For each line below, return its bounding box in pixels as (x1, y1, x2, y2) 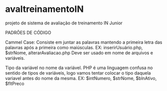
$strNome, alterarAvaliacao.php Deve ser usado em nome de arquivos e (5, 50, 154, 56)
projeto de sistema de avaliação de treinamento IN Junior (5, 20, 123, 26)
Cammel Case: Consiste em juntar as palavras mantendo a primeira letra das (5, 39, 163, 45)
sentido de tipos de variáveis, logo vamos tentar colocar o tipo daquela (5, 70, 151, 76)
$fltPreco (5, 81, 24, 87)
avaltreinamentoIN (5, 3, 84, 15)
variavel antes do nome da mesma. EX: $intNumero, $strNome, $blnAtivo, (5, 75, 157, 81)
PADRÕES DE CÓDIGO (5, 29, 51, 35)
